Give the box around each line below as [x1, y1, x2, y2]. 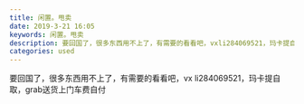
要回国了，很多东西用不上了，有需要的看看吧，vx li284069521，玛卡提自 [9, 73, 281, 84]
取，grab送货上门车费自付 [9, 84, 107, 95]
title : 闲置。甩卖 [9, 13, 72, 23]
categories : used [9, 47, 75, 56]
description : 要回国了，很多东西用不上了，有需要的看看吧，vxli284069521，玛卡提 [9, 38, 290, 48]
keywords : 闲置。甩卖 [9, 30, 84, 39]
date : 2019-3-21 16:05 [9, 22, 95, 31]
